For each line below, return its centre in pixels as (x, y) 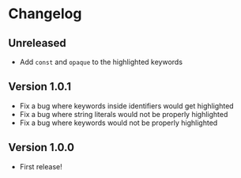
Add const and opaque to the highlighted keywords (101, 62)
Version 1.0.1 (40, 87)
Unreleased (38, 43)
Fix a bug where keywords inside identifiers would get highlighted (127, 106)
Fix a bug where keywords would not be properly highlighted (119, 123)
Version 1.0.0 (41, 148)
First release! (41, 166)
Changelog (45, 14)
